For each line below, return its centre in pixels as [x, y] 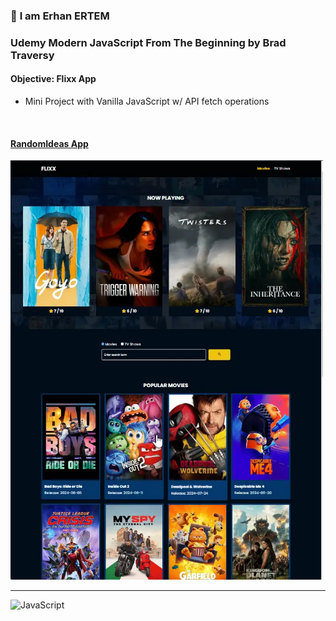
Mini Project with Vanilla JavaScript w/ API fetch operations [147, 101]
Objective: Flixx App [53, 79]
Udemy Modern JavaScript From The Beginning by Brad [148, 42]
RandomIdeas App [49, 143]
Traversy [32, 55]
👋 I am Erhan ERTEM [60, 16]
